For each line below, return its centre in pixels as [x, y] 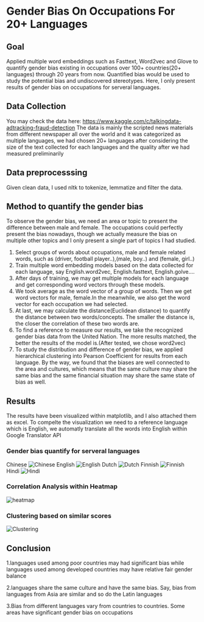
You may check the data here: [44, 121]
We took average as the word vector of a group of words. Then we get [103, 291]
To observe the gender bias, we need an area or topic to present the [92, 221]
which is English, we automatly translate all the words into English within [97, 429]
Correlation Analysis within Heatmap [62, 487]
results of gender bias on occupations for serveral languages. [84, 87]
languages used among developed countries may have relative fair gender [100, 569]
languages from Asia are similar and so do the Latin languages [84, 594]
